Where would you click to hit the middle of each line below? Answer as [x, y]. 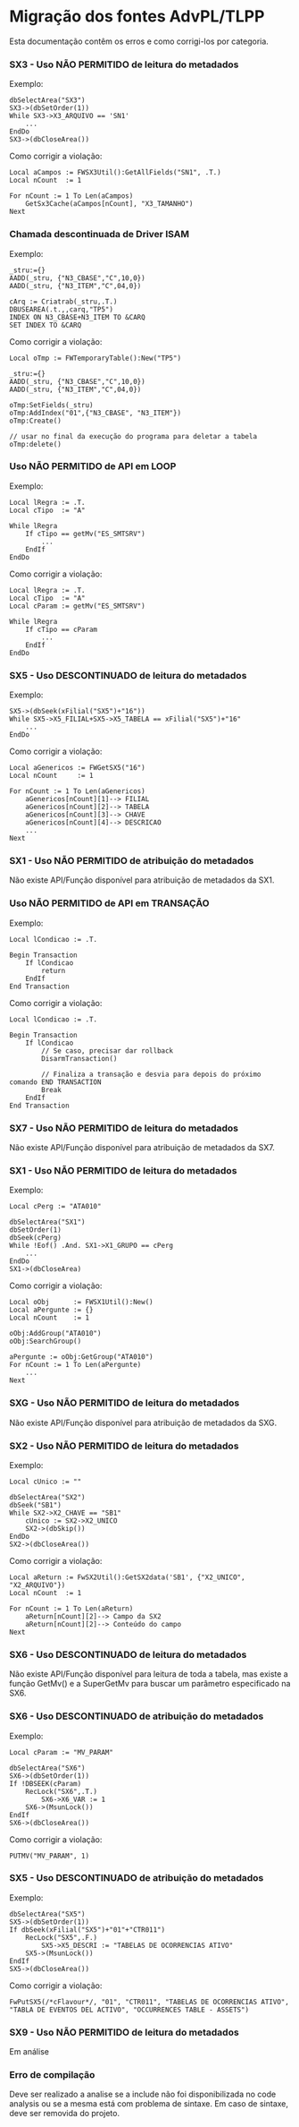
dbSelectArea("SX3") [48, 100]
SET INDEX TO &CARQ [46, 325]
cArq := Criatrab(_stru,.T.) [63, 302]
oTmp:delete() [36, 444]
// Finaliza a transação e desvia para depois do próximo [151, 1074]
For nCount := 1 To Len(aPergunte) [75, 1365]
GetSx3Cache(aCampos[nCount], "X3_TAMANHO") [109, 204]
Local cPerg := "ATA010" [55, 1207]
